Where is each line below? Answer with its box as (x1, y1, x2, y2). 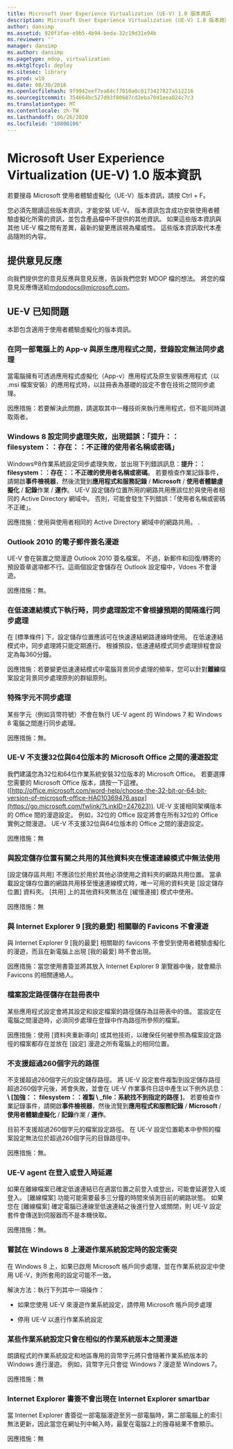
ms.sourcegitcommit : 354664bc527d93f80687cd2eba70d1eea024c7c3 (7, 95, 194, 102)
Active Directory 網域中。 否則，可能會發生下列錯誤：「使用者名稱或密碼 (20, 494, 226, 502)
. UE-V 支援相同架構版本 (153, 802, 222, 810)
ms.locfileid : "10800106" (7, 120, 82, 127)
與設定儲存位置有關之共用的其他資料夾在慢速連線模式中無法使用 (7, 853, 221, 863)
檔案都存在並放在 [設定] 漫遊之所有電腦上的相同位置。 (19, 1039, 173, 1047)
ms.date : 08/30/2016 (7, 81, 67, 88)
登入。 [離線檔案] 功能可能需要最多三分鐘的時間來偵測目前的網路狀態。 (7, 1194, 210, 1202)
